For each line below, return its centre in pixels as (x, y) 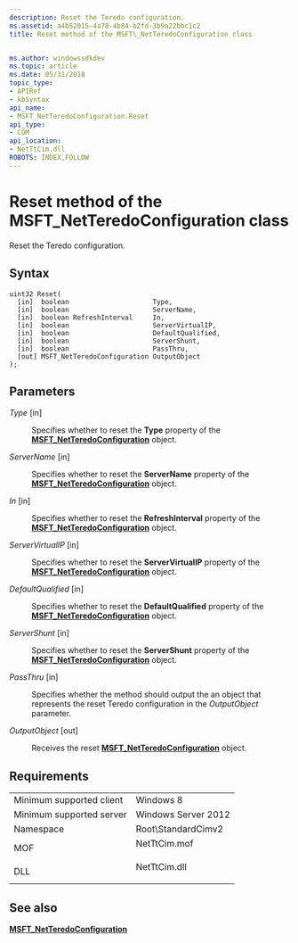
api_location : (36, 141)
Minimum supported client (68, 800)
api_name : (28, 108)
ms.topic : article (43, 66)
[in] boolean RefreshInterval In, (91, 318)
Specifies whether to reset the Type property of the (126, 430)
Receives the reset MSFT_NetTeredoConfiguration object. (139, 748)
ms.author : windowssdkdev (57, 58)
